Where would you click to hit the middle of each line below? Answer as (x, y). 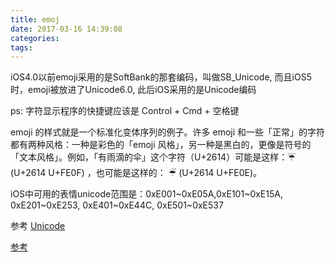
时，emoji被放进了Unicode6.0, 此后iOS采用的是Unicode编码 (133, 90)
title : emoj (35, 19)
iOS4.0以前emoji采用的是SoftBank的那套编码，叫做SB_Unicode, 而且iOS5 (161, 77)
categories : (35, 38)
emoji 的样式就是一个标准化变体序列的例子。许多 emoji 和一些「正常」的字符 (168, 132)
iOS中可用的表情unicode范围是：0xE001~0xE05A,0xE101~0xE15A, (146, 194)
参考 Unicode (38, 226)
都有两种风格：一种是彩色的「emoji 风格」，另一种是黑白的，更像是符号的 (161, 145)
